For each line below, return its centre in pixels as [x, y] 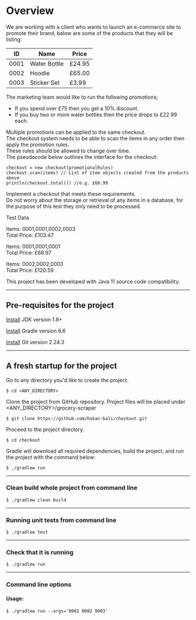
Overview [30, 11]
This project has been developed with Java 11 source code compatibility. [93, 281]
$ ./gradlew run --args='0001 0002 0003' [57, 611]
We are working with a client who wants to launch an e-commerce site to [94, 27]
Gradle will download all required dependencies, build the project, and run [95, 451]
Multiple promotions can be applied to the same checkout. [76, 132]
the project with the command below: [51, 457]
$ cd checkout [23, 440]
